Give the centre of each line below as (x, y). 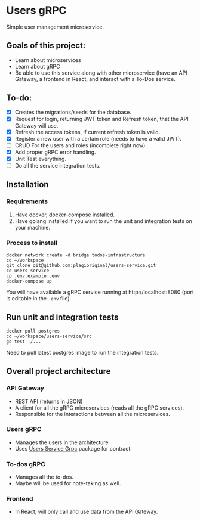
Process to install (32, 243)
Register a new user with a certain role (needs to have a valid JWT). (98, 138)
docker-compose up (29, 281)
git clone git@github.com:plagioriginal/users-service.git (81, 266)
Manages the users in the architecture (61, 442)
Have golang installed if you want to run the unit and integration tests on (103, 221)
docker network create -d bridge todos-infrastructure (76, 255)
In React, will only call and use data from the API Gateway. (86, 512)
